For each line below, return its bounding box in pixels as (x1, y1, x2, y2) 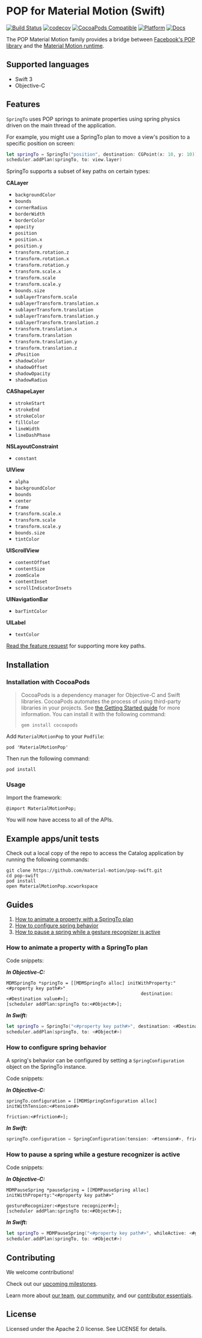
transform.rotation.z (14, 249, 69, 256)
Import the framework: (6, 794, 62, 801)
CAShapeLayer (6, 388, 45, 395)
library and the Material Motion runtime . (6, 42, 105, 49)
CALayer (6, 179, 29, 187)
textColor (14, 632, 40, 638)
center (14, 498, 32, 504)
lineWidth (14, 426, 40, 432)
